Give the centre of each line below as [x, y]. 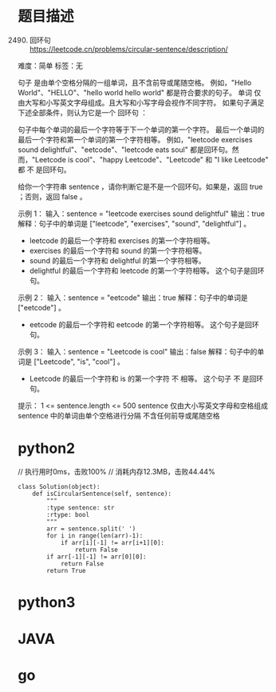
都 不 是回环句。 [44, 170]
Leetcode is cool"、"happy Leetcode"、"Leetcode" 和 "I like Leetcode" [152, 159]
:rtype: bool [68, 514]
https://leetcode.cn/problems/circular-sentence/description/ [128, 49]
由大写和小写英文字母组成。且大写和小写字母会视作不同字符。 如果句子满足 [141, 102]
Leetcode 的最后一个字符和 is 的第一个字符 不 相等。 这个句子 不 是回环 [146, 378]
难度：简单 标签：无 [50, 66]
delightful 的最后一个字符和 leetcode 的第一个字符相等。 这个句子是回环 [147, 270]
